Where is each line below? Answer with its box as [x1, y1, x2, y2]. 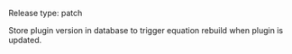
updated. [8, 35, 42, 45]
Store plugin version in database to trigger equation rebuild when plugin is [8, 25, 284, 35]
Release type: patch [8, 8, 83, 18]
